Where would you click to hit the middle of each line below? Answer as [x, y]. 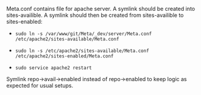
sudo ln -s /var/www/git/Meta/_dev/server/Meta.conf [83, 34]
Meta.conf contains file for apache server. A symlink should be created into [101, 9]
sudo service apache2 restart [54, 68]
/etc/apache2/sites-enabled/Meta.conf [64, 56]
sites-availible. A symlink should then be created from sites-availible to [95, 15]
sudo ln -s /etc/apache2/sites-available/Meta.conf [82, 51]
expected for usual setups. [40, 85]
